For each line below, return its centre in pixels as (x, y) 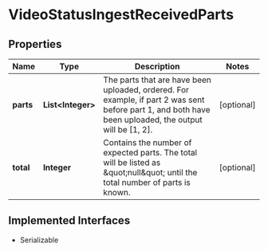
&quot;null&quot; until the (150, 173)
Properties (35, 44)
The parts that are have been (157, 80)
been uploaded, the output (153, 120)
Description (157, 67)
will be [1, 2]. (128, 129)
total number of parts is (147, 182)
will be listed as (132, 163)
